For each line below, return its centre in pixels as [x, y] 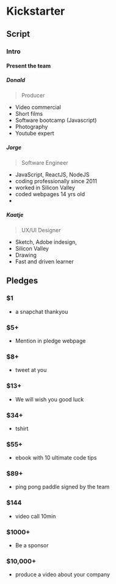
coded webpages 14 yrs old [50, 194]
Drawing [26, 255]
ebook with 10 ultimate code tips [56, 458]
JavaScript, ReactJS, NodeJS [52, 175]
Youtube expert [34, 134]
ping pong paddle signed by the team [62, 487]
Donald [16, 80]
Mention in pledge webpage [50, 341]
